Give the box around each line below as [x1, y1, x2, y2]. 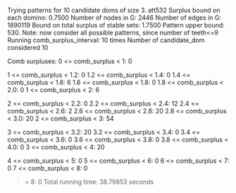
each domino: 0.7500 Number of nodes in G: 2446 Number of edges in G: [7, 13, 222, 22]
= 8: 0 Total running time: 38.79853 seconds [24, 178, 154, 186]
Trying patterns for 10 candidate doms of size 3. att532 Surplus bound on [7, 6, 221, 14]
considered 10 [7, 44, 49, 51]
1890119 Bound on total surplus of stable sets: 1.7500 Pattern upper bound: [7, 21, 225, 29]
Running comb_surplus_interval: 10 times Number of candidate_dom [7, 36, 205, 44]
